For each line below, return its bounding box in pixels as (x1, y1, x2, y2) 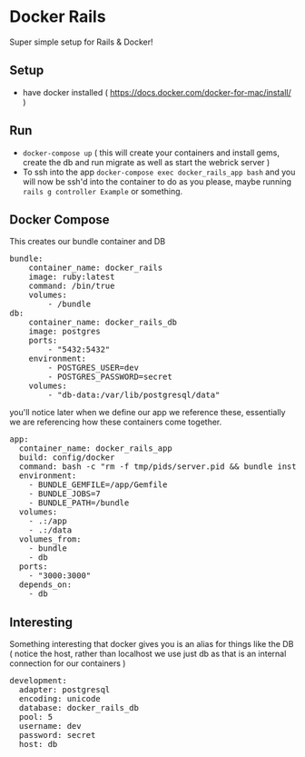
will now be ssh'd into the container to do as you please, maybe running (22, 175, 292, 187)
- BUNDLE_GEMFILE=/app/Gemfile (28, 480, 168, 490)
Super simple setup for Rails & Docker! (9, 36, 153, 47)
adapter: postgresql (18, 684, 111, 695)
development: (9, 675, 68, 686)
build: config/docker (18, 453, 115, 463)
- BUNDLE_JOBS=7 (28, 489, 102, 499)
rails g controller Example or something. (22, 185, 183, 196)
